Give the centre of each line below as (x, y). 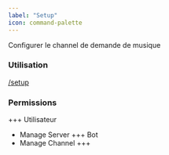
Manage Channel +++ (55, 143)
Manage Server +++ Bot (59, 135)
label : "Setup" (33, 15)
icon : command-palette (45, 23)
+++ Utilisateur (33, 120)
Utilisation (28, 65)
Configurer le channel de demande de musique (84, 45)
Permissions (33, 103)
